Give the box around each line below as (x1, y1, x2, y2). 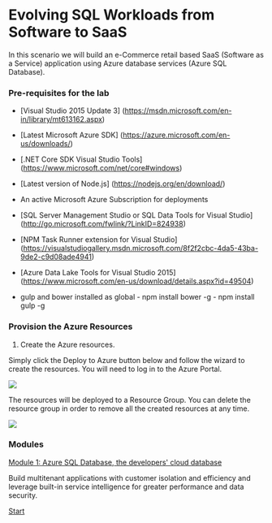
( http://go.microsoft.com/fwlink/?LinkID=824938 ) (19, 219, 187, 229)
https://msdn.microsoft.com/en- (124, 106, 232, 115)
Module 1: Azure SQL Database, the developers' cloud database (8, 457, 222, 467)
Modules (8, 439, 45, 450)
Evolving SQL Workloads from (8, 6, 215, 24)
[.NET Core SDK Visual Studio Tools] (19, 154, 143, 164)
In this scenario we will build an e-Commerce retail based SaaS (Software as (8, 50, 264, 59)
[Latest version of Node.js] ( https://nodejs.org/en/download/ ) (19, 179, 226, 188)
